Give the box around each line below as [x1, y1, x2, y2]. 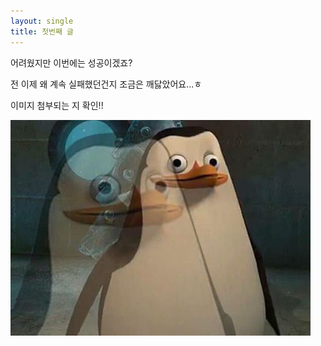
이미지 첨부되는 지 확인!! [10, 99, 104, 111]
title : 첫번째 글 [10, 26, 75, 37]
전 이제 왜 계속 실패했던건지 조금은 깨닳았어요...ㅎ [10, 78, 203, 90]
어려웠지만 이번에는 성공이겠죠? [10, 56, 133, 69]
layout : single [10, 16, 74, 26]
